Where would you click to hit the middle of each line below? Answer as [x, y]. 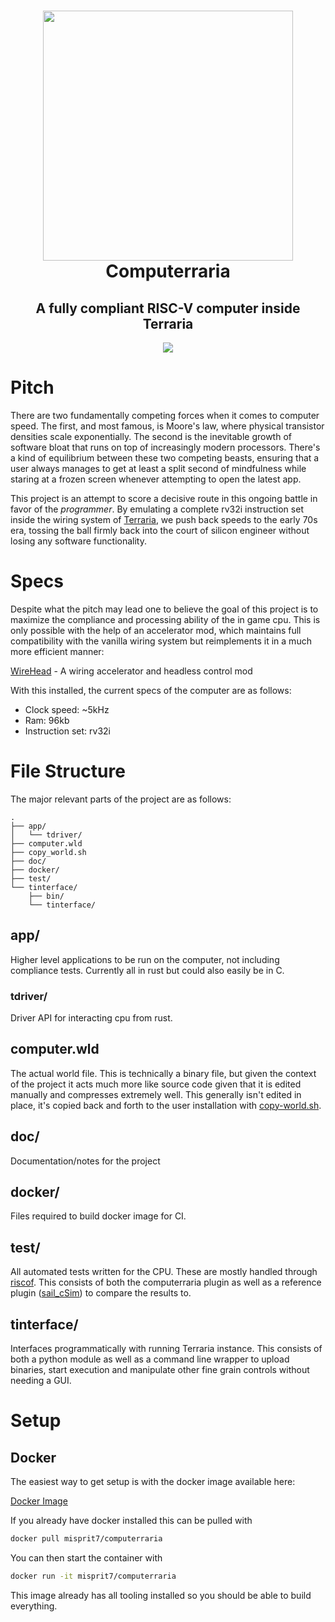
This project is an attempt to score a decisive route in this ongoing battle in [164, 498]
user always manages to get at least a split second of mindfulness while [158, 468]
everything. [34, 1606]
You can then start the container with [86, 1557]
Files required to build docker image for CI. [98, 1216]
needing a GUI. [41, 1380]
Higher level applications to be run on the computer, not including [145, 959]
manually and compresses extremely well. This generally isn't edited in [156, 1094]
